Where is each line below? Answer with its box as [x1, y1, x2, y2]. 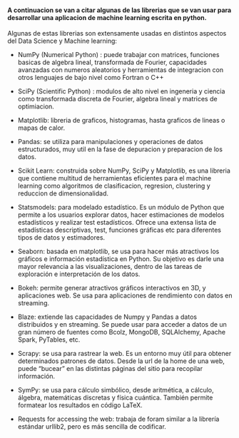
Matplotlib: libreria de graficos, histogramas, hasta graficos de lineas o [17, 116, 225, 125]
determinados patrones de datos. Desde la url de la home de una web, [17, 357, 225, 365]
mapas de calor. [17, 123, 66, 132]
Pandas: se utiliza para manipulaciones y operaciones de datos [17, 138, 203, 146]
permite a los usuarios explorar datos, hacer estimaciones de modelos [17, 210, 225, 219]
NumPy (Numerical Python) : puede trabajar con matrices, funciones [17, 51, 220, 59]
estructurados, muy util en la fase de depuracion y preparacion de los [17, 145, 223, 153]
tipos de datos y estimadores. [17, 233, 106, 242]
